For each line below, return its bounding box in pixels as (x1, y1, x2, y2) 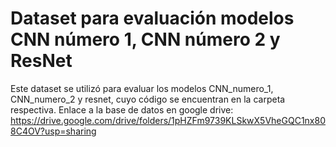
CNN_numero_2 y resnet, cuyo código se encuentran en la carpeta (10, 93, 286, 105)
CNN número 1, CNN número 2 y (10, 28, 281, 51)
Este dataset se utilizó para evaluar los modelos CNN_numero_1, (10, 82, 274, 94)
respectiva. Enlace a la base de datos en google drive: (10, 103, 234, 116)
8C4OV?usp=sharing (10, 125, 97, 137)
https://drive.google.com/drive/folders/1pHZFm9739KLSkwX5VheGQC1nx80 (10, 114, 326, 126)
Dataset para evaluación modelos (10, 7, 295, 30)
